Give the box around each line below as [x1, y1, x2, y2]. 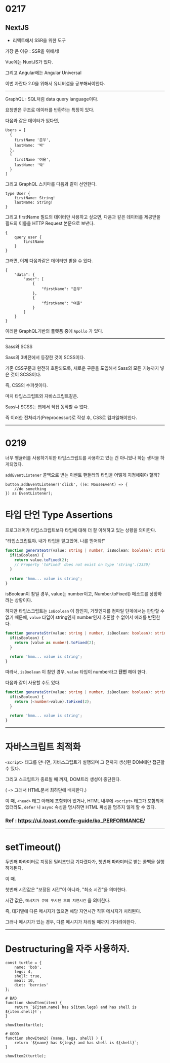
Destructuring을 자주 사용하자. [5, 943, 130, 955]
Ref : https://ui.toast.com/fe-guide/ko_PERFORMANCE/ [5, 817, 145, 824]
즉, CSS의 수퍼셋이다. [5, 382, 48, 388]
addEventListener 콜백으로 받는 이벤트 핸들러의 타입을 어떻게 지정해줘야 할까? [5, 472, 160, 478]
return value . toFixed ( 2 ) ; [14, 557, 69, 562]
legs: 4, [14, 969, 33, 974]
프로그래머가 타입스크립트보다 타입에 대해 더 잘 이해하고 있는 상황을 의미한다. [5, 527, 157, 533]
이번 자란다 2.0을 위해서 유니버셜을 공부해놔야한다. [5, 81, 105, 86]
